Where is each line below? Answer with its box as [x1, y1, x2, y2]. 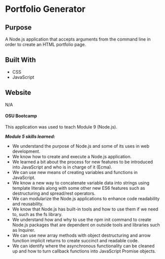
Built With [5, 56, 36, 64]
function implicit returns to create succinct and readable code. [12, 237, 139, 243]
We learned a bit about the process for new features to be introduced [12, 159, 153, 165]
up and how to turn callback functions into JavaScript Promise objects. [12, 248, 156, 254]
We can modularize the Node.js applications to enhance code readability [12, 195, 160, 201]
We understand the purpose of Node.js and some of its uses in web [12, 143, 150, 149]
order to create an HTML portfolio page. [5, 42, 86, 47]
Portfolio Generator [5, 3, 86, 15]
